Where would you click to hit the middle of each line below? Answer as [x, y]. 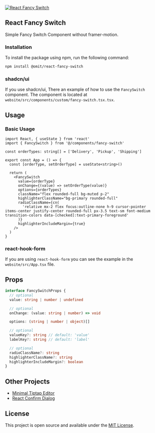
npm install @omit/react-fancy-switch [44, 67]
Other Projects [27, 381]
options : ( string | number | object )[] [50, 322]
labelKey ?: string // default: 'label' [50, 340]
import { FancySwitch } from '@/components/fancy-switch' [65, 143]
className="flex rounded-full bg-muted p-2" [63, 194]
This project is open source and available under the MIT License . [70, 425]
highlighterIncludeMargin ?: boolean [46, 362]
